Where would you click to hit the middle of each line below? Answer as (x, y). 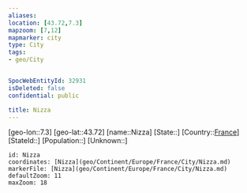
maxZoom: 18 (28, 183)
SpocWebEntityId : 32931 (47, 81)
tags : (17, 52)
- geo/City (26, 60)
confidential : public (44, 96)
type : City (26, 45)
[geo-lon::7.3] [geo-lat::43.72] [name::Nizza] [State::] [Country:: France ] (124, 132)
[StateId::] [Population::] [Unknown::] (68, 141)
